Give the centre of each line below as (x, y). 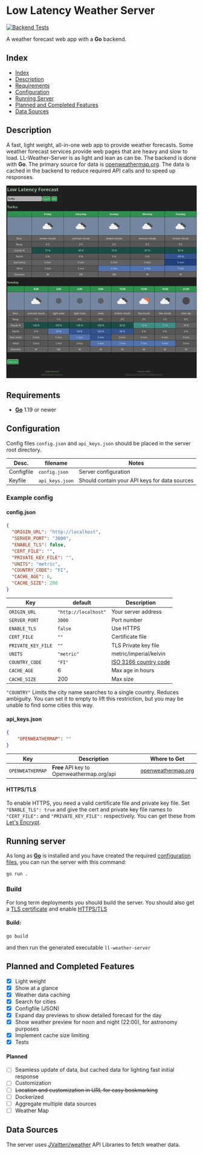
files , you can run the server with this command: (66, 862)
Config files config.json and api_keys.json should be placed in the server (98, 443)
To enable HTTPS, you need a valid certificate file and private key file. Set (98, 803)
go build (17, 936)
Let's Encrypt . (24, 822)
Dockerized (29, 1097)
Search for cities (35, 1002)
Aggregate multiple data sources (56, 1103)
